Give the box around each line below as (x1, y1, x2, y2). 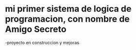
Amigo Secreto (5, 24, 67, 35)
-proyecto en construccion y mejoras (5, 39, 79, 45)
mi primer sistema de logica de (5, 3, 132, 14)
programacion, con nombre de (5, 13, 130, 25)
